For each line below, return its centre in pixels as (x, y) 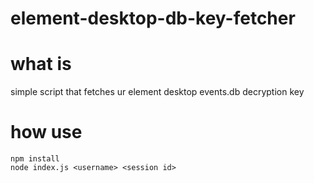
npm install (35, 159)
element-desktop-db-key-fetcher (153, 18)
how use (46, 132)
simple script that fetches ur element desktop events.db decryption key (157, 92)
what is (41, 64)
